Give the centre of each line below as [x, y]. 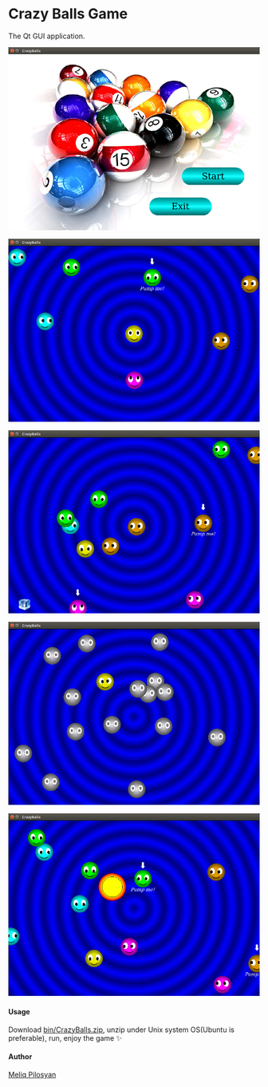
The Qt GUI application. [47, 36]
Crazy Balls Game [68, 14]
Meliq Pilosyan [32, 1074]
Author [20, 1057]
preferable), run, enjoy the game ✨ [65, 1038]
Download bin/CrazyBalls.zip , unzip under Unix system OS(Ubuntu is [122, 1030]
